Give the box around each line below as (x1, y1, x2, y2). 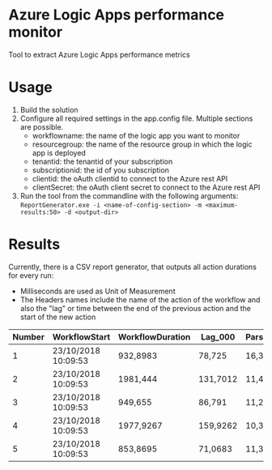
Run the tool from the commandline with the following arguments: (19, 190, 239, 200)
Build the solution (19, 105, 79, 114)
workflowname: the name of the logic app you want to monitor (32, 130, 240, 140)
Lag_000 (201, 331, 236, 342)
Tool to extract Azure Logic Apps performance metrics (8, 49, 190, 59)
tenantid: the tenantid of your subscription (32, 156, 173, 166)
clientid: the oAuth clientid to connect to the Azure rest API (32, 173, 228, 183)
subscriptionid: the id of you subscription (32, 164, 170, 175)
